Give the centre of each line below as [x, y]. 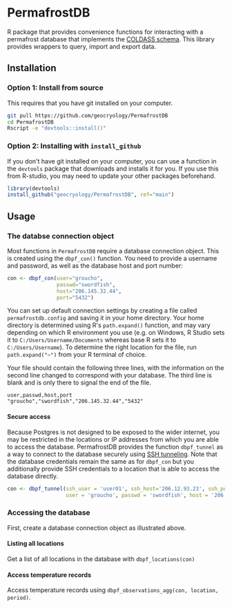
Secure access [29, 417]
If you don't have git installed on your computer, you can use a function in [112, 161]
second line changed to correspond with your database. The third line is [109, 375]
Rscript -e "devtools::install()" [57, 128]
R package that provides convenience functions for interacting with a [105, 32]
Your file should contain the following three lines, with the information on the [116, 368]
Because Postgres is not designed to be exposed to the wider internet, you [113, 432]
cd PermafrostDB [30, 122]
